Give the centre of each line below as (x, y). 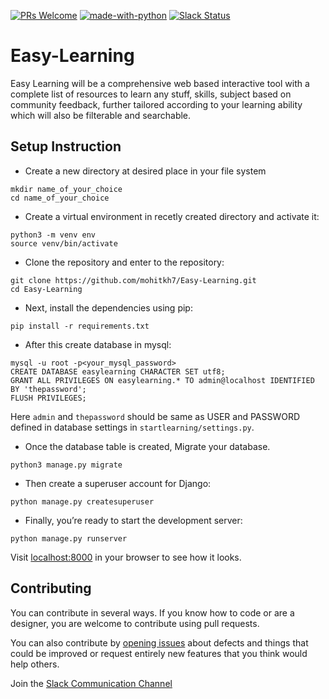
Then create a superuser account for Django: (118, 483)
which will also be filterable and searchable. (101, 115)
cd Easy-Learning (46, 289)
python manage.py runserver (69, 538)
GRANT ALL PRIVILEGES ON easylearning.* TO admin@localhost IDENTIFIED (162, 380)
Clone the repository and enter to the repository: (124, 262)
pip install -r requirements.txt (80, 326)
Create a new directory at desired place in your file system (145, 171)
